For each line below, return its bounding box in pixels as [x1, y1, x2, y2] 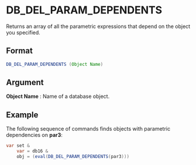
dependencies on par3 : [6, 132, 63, 139]
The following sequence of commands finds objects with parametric [6, 125, 171, 132]
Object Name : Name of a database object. [6, 93, 110, 100]
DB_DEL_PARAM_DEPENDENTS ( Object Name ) [6, 61, 104, 67]
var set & [6, 143, 30, 149]
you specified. [6, 29, 41, 36]
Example [6, 110, 39, 120]
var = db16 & [16, 148, 49, 155]
